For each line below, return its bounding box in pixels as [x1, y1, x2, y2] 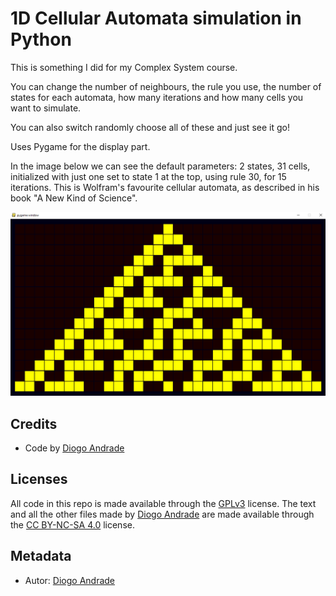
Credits [10, 415, 58, 432]
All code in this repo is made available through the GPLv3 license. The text [10, 497, 317, 509]
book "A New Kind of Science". [10, 192, 138, 204]
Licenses [10, 471, 68, 488]
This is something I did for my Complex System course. [10, 61, 238, 73]
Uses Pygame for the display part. [10, 140, 151, 152]
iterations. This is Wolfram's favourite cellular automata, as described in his [10, 181, 320, 193]
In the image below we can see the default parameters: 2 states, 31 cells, [10, 160, 311, 172]
